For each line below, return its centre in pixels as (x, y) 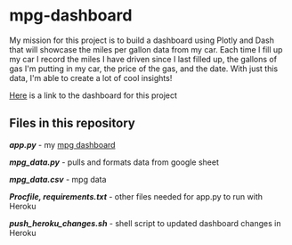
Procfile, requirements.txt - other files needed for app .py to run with (136, 196)
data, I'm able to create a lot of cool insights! (91, 78)
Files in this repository (72, 123)
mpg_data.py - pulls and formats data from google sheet (114, 162)
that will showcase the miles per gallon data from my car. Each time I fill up (146, 49)
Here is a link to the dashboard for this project (93, 95)
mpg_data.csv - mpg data (58, 179)
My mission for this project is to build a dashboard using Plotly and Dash (142, 40)
